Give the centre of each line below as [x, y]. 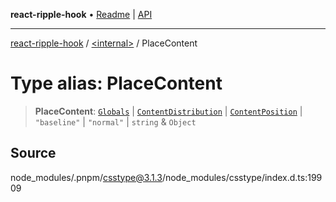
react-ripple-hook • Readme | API [81, 14]
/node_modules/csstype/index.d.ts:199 [242, 177]
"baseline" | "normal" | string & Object [115, 121]
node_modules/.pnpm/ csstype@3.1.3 [86, 177]
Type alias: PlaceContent [116, 83]
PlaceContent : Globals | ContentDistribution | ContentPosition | [168, 111]
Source [33, 153]
